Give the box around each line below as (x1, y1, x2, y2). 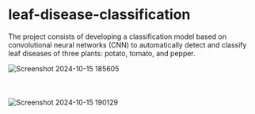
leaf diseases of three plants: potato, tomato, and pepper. (8, 48, 196, 58)
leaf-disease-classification (8, 6, 191, 24)
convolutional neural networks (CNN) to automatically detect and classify (8, 40, 247, 49)
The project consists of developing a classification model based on (8, 32, 227, 41)
